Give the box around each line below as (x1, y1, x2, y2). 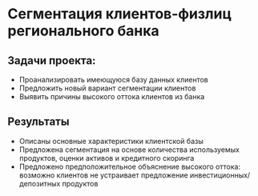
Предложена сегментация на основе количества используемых (18, 145, 240, 154)
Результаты (7, 115, 70, 129)
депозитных (18, 178, 61, 188)
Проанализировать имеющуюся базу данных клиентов (18, 75, 209, 84)
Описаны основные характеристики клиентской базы (18, 136, 204, 146)
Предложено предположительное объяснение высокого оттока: (18, 162, 241, 171)
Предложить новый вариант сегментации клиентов (18, 83, 196, 93)
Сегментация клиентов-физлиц (7, 5, 232, 23)
